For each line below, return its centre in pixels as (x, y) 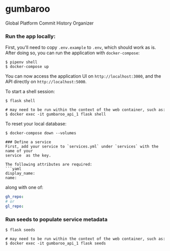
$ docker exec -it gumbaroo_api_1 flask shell (56, 115)
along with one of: (24, 188)
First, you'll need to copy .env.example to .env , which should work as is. (81, 48)
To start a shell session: (30, 92)
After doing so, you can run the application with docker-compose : (72, 53)
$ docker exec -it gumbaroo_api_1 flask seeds (56, 243)
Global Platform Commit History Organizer (50, 23)
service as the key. (28, 156)
